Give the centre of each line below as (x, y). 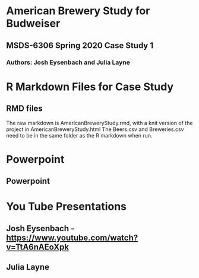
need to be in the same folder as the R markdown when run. (79, 135)
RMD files (24, 109)
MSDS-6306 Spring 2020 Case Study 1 (80, 45)
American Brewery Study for (78, 11)
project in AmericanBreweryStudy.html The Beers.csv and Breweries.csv (95, 129)
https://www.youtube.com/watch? (72, 237)
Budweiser (33, 23)
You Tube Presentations (66, 207)
